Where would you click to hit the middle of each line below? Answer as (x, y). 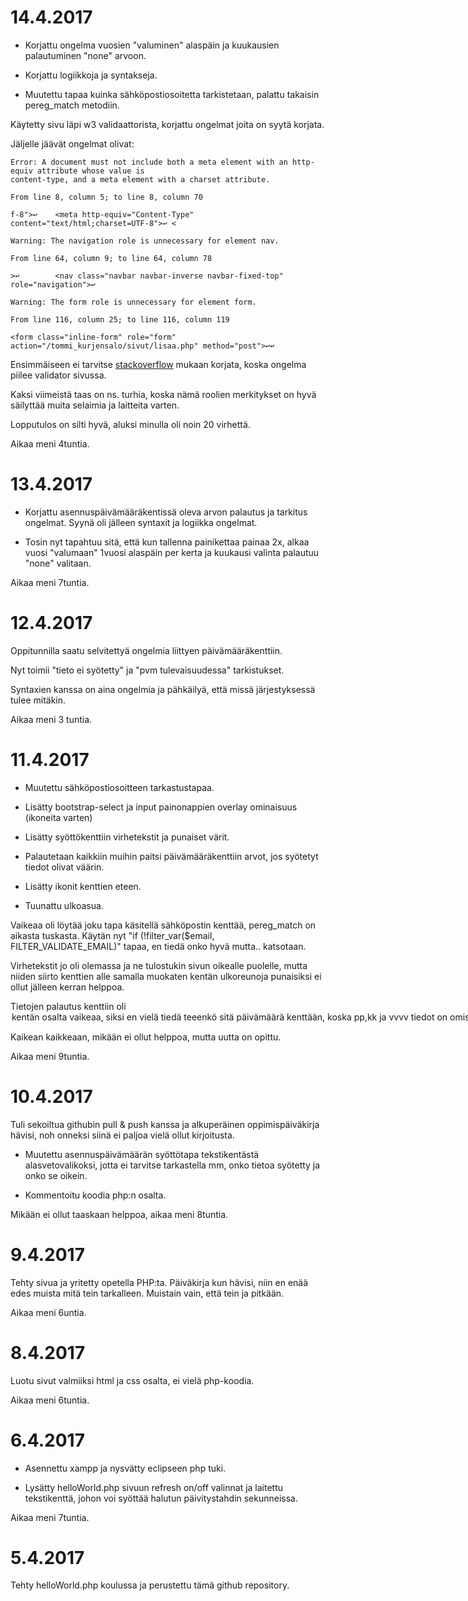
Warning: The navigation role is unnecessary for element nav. (145, 241)
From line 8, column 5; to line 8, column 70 (106, 197)
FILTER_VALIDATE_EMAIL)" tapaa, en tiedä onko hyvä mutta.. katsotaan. (158, 946)
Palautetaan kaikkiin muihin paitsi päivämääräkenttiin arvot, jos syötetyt (171, 856)
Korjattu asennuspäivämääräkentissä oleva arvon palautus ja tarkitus (166, 512)
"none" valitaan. (58, 563)
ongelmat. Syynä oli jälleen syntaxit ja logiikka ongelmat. (141, 522)
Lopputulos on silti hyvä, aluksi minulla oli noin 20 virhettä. (130, 424)
